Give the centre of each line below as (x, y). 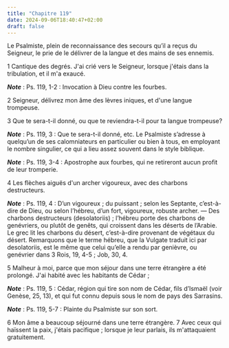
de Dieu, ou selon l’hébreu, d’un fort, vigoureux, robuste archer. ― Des (120, 211)
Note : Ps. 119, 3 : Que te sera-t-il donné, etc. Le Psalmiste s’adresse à (107, 134)
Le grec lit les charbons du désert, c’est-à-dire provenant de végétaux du (111, 233)
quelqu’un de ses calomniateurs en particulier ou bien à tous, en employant (114, 142)
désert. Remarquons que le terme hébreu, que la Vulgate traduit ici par (107, 240)
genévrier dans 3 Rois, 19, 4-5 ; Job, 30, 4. (68, 254)
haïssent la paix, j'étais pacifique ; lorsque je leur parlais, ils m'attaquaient (112, 330)
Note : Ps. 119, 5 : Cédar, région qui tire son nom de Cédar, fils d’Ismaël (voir (115, 289)
